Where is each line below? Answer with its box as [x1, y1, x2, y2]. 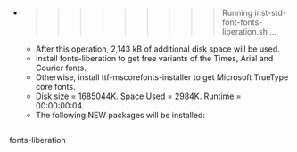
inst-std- [253, 8, 287, 18]
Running [221, 8, 253, 18]
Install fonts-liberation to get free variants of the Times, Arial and [35, 53, 274, 63]
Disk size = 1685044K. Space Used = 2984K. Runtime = [35, 91, 243, 101]
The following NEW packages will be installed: [35, 110, 205, 120]
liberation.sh [221, 27, 268, 36]
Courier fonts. [35, 62, 87, 73]
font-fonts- [221, 17, 263, 28]
